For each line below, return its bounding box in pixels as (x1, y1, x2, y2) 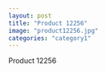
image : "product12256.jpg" (8, 26, 99, 34)
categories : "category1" (8, 34, 92, 42)
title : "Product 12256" (8, 19, 88, 27)
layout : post (8, 11, 52, 20)
